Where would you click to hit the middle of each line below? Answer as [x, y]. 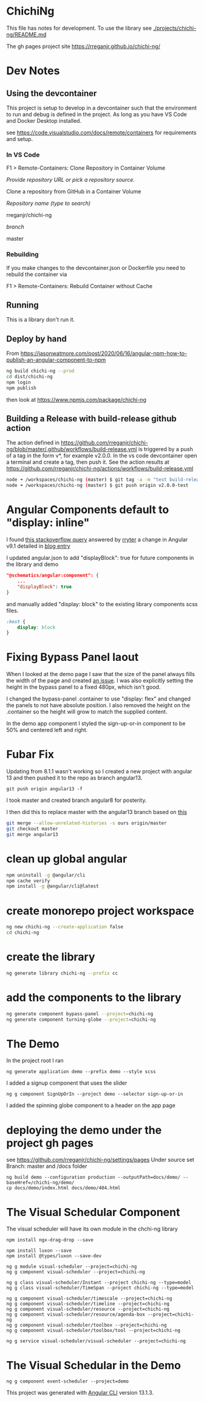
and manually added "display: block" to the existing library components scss [102, 604]
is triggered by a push [165, 449]
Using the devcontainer [52, 93]
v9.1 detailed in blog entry [39, 546]
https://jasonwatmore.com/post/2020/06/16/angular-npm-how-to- [104, 353]
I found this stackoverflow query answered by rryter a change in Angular [97, 540]
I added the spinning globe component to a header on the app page [91, 1105]
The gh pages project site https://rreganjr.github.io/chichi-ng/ [83, 46]
